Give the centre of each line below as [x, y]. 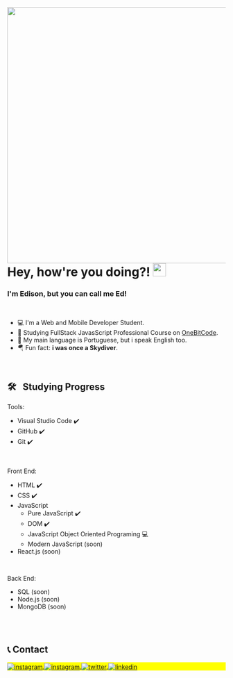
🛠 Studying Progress [56, 387]
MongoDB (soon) [42, 606]
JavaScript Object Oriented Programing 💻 [88, 534]
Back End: [21, 579]
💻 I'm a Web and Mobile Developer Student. [80, 323]
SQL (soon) [34, 592]
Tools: [16, 407]
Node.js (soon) [38, 600]
